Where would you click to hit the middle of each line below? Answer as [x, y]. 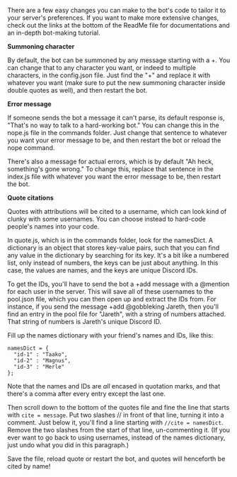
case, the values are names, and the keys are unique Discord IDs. [103, 270]
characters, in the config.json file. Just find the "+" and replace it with [109, 75]
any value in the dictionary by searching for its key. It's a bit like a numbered [118, 255]
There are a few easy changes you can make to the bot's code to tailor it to [117, 10]
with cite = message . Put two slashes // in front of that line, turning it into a [116, 415]
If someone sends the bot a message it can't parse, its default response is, [116, 117]
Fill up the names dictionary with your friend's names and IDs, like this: [110, 335]
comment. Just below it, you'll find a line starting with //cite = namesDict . [115, 423]
